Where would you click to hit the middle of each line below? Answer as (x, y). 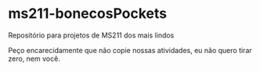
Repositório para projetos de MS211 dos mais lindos (91, 35)
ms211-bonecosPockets (87, 14)
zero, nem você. (34, 59)
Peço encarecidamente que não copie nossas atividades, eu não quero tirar (130, 50)
